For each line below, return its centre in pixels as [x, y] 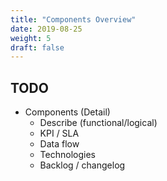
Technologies [67, 155]
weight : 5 [31, 38]
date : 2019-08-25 [46, 29]
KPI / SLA [59, 133]
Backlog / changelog [82, 165]
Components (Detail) [67, 112]
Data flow [59, 144]
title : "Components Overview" [73, 19]
